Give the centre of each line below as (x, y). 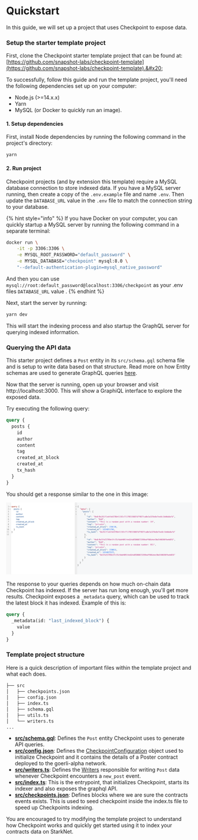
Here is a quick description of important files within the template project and (99, 667)
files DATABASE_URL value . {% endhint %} (55, 291)
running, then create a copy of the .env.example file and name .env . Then (95, 194)
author (25, 439)
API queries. (30, 744)
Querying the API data (38, 347)
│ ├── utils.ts (27, 715)
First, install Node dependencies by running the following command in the (96, 137)
